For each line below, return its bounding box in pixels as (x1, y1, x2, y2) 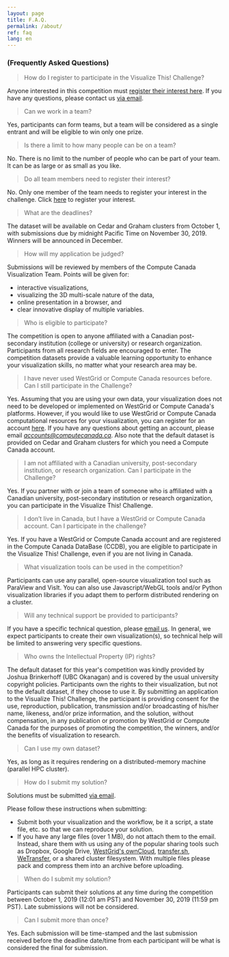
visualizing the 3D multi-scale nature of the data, (16, 291, 154, 299)
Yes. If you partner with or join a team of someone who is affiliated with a (7, 487, 213, 495)
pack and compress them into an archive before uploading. (16, 862, 184, 870)
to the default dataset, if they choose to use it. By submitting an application (7, 687, 219, 696)
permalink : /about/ (7, 23, 63, 29)
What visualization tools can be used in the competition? (23, 563, 183, 572)
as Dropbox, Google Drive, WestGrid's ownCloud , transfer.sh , (16, 847, 190, 856)
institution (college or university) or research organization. (38, 340, 202, 348)
